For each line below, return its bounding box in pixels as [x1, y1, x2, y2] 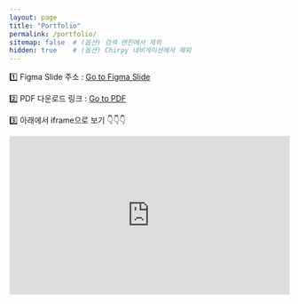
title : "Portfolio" [9, 21, 82, 30]
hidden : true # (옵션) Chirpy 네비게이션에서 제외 [9, 46, 192, 55]
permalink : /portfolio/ [9, 29, 98, 38]
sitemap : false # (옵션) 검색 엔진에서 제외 [9, 37, 162, 47]
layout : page [9, 12, 58, 22]
